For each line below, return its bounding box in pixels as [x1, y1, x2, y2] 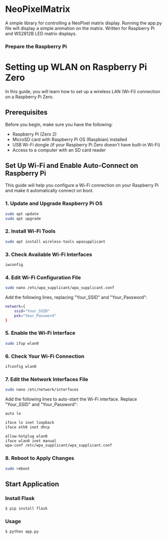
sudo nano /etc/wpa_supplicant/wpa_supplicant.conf [5, 285, 114, 290]
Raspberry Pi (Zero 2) [12, 131, 57, 137]
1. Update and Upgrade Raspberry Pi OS [5, 200, 103, 207]
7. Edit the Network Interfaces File [5, 376, 88, 383]
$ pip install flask [5, 506, 48, 511]
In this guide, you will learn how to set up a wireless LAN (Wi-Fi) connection [5, 88, 161, 94]
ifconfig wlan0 [5, 364, 37, 369]
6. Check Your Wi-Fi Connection [5, 353, 84, 360]
